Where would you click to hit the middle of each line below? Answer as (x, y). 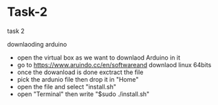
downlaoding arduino (37, 44)
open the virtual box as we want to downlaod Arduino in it (99, 57)
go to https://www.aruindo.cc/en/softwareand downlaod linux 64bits (114, 65)
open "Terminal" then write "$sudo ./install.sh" (83, 94)
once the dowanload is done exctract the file (80, 72)
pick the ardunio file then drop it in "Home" (78, 79)
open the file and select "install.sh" (67, 86)
